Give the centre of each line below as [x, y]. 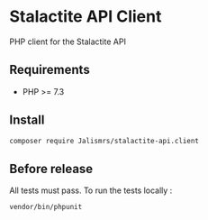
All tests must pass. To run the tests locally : [91, 190]
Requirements [50, 70]
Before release [51, 169]
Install [27, 120]
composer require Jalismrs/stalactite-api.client [104, 141]
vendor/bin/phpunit [46, 207]
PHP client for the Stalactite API [68, 41]
